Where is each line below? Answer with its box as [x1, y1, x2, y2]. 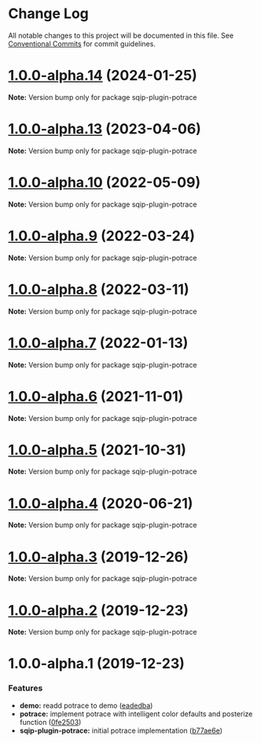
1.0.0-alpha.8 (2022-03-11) [8, 280, 189, 298]
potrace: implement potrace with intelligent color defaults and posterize [19, 708, 253, 719]
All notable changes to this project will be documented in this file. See [8, 31, 234, 40]
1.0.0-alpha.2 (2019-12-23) [8, 602, 189, 619]
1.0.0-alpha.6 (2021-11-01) [8, 387, 184, 405]
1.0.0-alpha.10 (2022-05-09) [8, 174, 201, 191]
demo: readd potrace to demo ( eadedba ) [19, 701, 153, 710]
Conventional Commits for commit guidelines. [8, 38, 156, 48]
